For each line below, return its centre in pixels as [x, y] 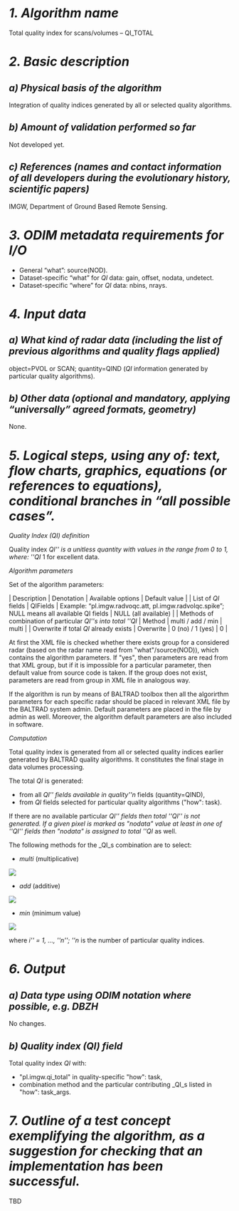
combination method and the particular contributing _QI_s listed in [116, 1085]
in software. [26, 724]
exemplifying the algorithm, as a [107, 1136]
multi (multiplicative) [49, 859]
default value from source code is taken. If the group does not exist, [108, 673]
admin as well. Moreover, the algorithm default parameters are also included [121, 717]
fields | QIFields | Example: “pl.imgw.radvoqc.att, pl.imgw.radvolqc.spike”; [116, 606]
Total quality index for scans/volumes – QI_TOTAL [81, 33]
